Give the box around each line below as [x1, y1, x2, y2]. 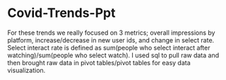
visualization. [7, 66, 46, 74]
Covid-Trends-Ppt [7, 5, 116, 21]
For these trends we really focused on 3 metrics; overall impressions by [7, 28, 215, 37]
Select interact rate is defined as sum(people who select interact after [7, 43, 210, 52]
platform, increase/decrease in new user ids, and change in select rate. [7, 35, 215, 44]
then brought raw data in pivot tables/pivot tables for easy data [7, 58, 191, 67]
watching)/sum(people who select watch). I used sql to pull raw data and [7, 51, 220, 59]
